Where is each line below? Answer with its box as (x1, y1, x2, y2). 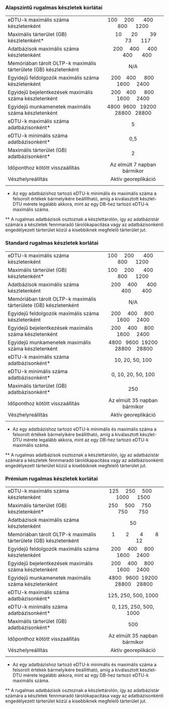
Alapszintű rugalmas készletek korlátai (5, 4, 103, 11)
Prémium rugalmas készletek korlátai (5, 475, 98, 482)
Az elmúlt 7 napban (110, 161, 156, 168)
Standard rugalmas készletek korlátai (5, 240, 99, 247)
